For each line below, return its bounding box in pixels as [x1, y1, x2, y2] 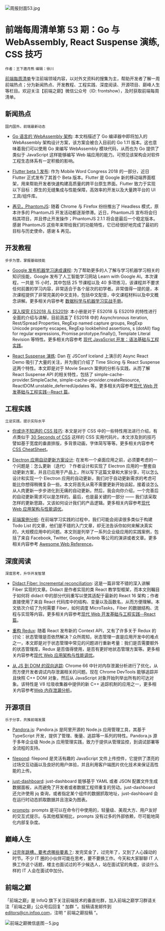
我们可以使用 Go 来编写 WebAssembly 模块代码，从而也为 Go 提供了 [21, 145, 160, 151]
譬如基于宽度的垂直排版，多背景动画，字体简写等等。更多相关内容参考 [12, 440, 155, 446]
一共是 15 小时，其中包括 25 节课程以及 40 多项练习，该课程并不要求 [21, 279, 160, 285]
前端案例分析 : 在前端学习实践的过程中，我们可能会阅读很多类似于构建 [12, 517, 153, 523]
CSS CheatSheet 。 [12, 446, 51, 452]
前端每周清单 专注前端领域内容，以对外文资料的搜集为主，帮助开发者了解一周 [5, 75, 160, 81]
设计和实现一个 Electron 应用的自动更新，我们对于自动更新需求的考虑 [12, 475, 152, 481]
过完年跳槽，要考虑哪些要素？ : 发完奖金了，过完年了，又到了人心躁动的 [12, 849, 157, 855]
